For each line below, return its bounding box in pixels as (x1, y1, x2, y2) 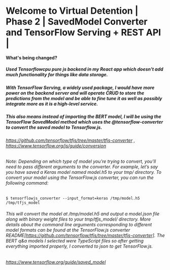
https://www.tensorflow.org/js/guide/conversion (6, 142, 106, 148)
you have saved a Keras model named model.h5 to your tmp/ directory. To (6, 169, 162, 175)
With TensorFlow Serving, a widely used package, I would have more (6, 84, 155, 91)
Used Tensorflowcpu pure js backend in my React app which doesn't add (6, 66, 164, 72)
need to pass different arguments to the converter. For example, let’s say (6, 164, 158, 170)
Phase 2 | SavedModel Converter (6, 16, 148, 27)
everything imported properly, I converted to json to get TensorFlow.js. (6, 243, 153, 249)
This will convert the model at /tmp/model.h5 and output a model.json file (6, 211, 159, 217)
